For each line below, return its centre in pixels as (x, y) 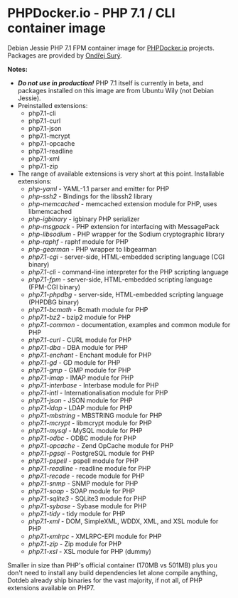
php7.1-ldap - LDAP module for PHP (80, 407)
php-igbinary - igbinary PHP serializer (84, 219)
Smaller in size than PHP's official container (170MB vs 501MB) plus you (113, 565)
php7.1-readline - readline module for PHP (90, 468)
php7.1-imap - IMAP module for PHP (81, 378)
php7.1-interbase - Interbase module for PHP (93, 385)
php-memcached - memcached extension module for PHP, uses (123, 203)
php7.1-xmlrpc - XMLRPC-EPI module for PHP (95, 536)
